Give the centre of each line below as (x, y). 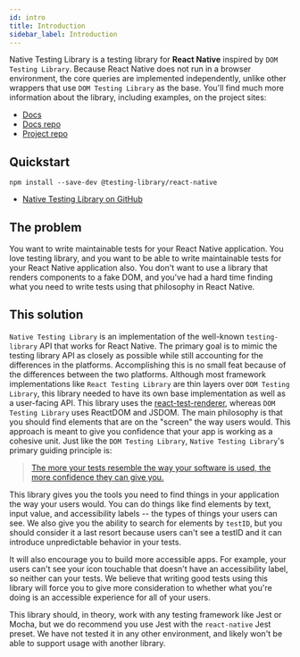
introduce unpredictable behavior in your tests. (95, 542)
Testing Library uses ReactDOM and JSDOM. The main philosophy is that (146, 412)
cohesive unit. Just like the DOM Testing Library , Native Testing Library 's (147, 441)
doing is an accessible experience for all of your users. (110, 597)
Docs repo (41, 124)
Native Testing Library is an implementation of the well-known (127, 336)
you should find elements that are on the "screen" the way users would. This (150, 422)
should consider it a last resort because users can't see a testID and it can (146, 532)
